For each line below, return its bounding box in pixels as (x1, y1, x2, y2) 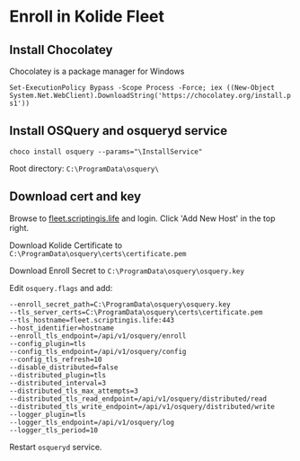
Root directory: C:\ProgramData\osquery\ (9, 163, 160, 173)
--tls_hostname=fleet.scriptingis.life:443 (9, 315, 175, 324)
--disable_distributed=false (9, 362, 119, 372)
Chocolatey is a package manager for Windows (9, 66, 185, 76)
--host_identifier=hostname (9, 324, 115, 332)
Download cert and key (9, 189, 142, 204)
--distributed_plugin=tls (9, 370, 106, 379)
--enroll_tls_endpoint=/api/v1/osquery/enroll (9, 331, 187, 341)
